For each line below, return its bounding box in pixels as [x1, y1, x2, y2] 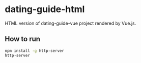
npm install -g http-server [5, 48, 65, 53]
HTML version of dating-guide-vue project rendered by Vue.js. [5, 20, 136, 26]
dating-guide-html [5, 4, 85, 15]
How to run [5, 35, 41, 43]
